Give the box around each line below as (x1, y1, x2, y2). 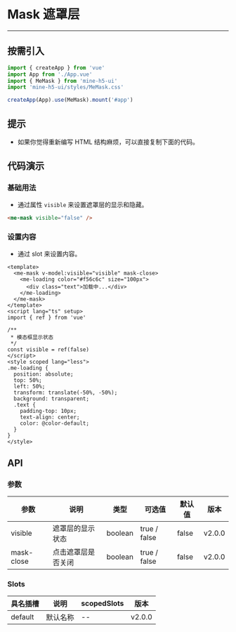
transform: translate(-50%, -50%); (13, 389, 118, 396)
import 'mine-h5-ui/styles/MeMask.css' (7, 84, 124, 91)
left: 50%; (13, 383, 46, 390)
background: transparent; (13, 395, 90, 402)
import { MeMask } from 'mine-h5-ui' (7, 77, 118, 84)
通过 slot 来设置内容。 (17, 249, 81, 258)
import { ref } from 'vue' (7, 314, 86, 321)
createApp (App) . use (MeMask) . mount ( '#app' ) (7, 96, 133, 104)
